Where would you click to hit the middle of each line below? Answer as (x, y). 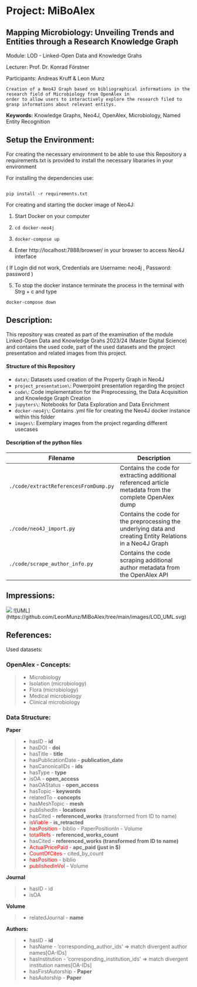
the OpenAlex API (144, 575)
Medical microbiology (55, 696)
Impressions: (30, 596)
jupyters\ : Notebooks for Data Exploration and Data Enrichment (92, 404)
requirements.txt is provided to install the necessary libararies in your (90, 160)
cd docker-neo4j (34, 228)
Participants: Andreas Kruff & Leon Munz (55, 78)
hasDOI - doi (45, 748)
